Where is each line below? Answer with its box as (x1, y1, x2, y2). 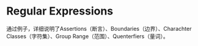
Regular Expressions (6, 4, 114, 18)
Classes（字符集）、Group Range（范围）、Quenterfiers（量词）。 (6, 32, 169, 40)
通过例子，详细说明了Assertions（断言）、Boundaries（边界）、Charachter (6, 25, 192, 32)
